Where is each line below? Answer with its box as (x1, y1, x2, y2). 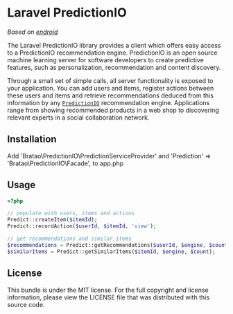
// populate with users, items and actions (7, 210, 135, 217)
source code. (7, 300, 45, 308)
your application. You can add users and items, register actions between (7, 84, 214, 92)
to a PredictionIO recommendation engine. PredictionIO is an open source (7, 48, 218, 57)
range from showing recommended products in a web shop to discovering (7, 106, 220, 114)
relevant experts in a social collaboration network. (7, 113, 150, 122)
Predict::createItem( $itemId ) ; (7, 216, 98, 223)
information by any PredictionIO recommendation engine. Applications (7, 98, 210, 107)
